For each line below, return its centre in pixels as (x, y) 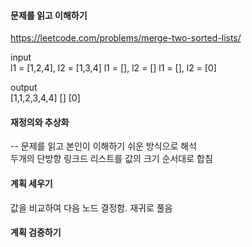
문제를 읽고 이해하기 (49, 15)
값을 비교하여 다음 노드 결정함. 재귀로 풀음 (91, 207)
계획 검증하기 (36, 232)
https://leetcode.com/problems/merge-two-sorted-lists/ (126, 38)
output (24, 87)
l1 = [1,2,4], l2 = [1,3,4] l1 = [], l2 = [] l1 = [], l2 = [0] (113, 68)
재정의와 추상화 (40, 122)
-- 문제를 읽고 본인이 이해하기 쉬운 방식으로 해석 (104, 146)
